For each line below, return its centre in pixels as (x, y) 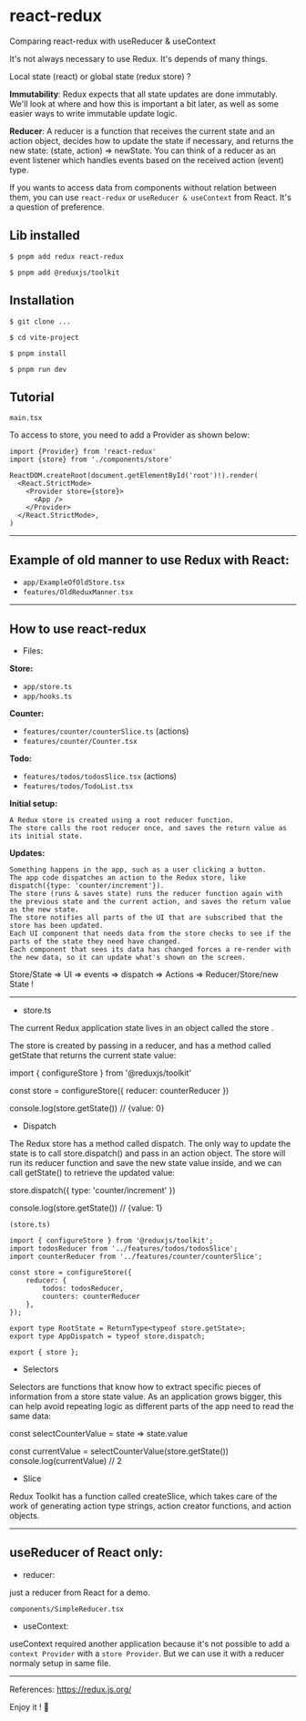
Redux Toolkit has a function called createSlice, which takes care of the (143, 1496)
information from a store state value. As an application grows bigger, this (146, 1396)
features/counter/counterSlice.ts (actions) (106, 731)
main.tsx (26, 418)
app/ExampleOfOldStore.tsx (74, 583)
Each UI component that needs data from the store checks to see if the (150, 933)
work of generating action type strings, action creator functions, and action (150, 1506)
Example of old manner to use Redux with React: (149, 560)
